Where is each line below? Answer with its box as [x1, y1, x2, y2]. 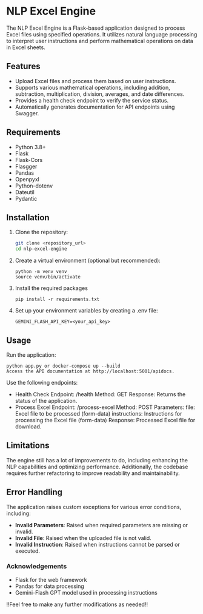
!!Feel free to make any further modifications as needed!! [6, 601, 148, 608]
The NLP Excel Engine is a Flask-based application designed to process [6, 24, 185, 32]
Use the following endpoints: [6, 379, 78, 386]
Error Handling [6, 487, 62, 498]
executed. [15, 547, 41, 555]
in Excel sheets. [6, 44, 45, 51]
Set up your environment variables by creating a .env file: [15, 307, 158, 314]
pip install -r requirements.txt [15, 296, 100, 303]
